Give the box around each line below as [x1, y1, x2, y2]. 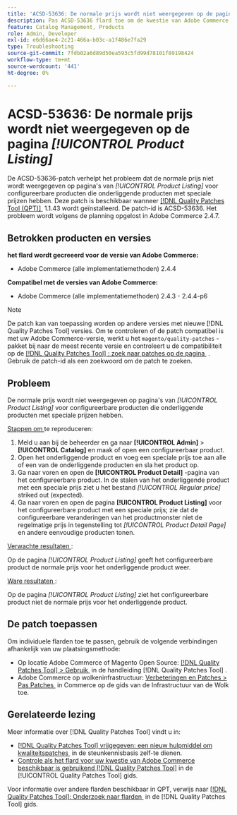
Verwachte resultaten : [7, 542, 73, 550]
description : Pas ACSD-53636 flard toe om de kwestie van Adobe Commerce [7, 17, 229, 24]
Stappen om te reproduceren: [7, 425, 93, 433]
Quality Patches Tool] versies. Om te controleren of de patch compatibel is [7, 327, 224, 335]
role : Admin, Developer [7, 30, 78, 37]
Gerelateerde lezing [7, 708, 96, 720]
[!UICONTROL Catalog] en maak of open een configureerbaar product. [17, 446, 225, 454]
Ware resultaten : [7, 576, 57, 586]
